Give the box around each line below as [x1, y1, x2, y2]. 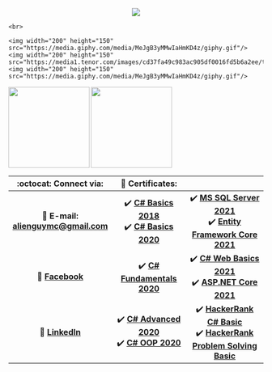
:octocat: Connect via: [16, 178, 104, 189]
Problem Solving [192, 340, 257, 351]
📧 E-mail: [41, 210, 79, 222]
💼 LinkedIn [39, 327, 81, 337]
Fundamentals [121, 273, 177, 284]
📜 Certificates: [120, 178, 178, 189]
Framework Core [191, 229, 257, 240]
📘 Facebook [36, 271, 83, 282]
